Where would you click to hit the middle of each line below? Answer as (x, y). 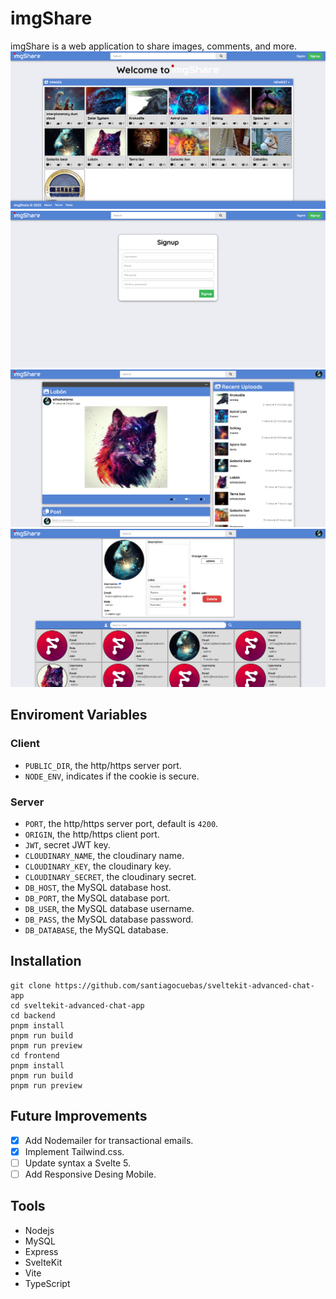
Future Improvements (79, 1116)
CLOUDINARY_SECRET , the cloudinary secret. (110, 876)
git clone (31, 985)
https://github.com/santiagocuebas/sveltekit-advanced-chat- (184, 985)
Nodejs (39, 1230)
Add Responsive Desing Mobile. (90, 1174)
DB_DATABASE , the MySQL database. (96, 929)
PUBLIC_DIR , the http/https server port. (103, 765)
